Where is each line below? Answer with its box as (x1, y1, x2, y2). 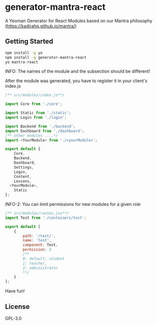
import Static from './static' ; (5, 110, 71, 116)
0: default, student (23, 256, 65, 261)
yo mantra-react (5, 60, 38, 65)
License (5, 302, 30, 311)
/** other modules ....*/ (5, 133, 58, 138)
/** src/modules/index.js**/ (5, 93, 65, 97)
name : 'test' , (23, 238, 52, 243)
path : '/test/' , (23, 233, 56, 238)
